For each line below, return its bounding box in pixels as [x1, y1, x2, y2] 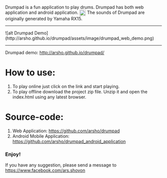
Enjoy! [5, 151, 21, 158]
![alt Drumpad [5, 30, 34, 36]
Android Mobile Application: [12, 133, 70, 139]
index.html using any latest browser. [12, 94, 86, 100]
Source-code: [5, 111, 64, 123]
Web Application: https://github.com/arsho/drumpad [12, 128, 120, 134]
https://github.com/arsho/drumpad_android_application [12, 139, 126, 145]
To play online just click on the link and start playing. [12, 84, 120, 89]
